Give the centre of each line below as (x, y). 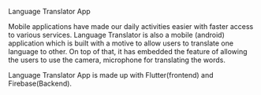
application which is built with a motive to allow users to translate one (121, 43)
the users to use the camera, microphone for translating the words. (117, 60)
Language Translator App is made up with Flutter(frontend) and (111, 75)
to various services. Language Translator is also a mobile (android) (116, 35)
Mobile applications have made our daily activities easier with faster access (131, 26)
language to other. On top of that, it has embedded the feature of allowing (128, 51)
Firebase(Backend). (40, 83)
